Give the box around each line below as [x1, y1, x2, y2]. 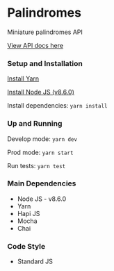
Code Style [7, 241, 46, 251]
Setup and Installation [7, 58, 83, 68]
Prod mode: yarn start [7, 148, 74, 156]
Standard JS [17, 257, 54, 265]
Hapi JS [17, 209, 40, 217]
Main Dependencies [7, 179, 76, 188]
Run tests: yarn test [7, 161, 66, 170]
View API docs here [7, 41, 64, 49]
